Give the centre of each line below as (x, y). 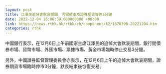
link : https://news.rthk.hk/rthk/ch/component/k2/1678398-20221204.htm (81, 24)
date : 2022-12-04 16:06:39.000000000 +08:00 (52, 19)
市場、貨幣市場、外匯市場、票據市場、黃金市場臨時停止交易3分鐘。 (79, 49)
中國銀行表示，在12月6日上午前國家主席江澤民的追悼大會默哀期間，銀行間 (81, 43)
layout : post (19, 10)
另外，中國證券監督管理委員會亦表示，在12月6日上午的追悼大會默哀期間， (81, 60)
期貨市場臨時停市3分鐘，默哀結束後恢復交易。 (57, 66)
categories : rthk (23, 28)
